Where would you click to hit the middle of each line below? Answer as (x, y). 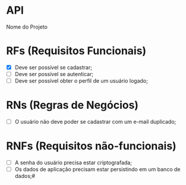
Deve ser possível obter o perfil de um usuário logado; (81, 81)
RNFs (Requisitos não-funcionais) (91, 146)
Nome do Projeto (27, 27)
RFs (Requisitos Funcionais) (76, 51)
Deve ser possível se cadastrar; (53, 67)
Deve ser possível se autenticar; (54, 74)
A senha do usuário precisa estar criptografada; (73, 162)
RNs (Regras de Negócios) (72, 105)
